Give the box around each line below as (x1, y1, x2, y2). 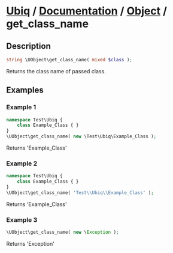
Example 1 (6, 103, 37, 112)
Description (6, 41, 51, 51)
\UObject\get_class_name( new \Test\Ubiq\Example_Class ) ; (6, 133, 157, 139)
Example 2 (6, 159, 38, 168)
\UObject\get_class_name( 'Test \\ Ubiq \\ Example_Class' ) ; (6, 189, 154, 196)
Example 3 (6, 215, 38, 224)
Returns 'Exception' (6, 240, 55, 248)
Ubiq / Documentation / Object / (6, 4, 168, 18)
